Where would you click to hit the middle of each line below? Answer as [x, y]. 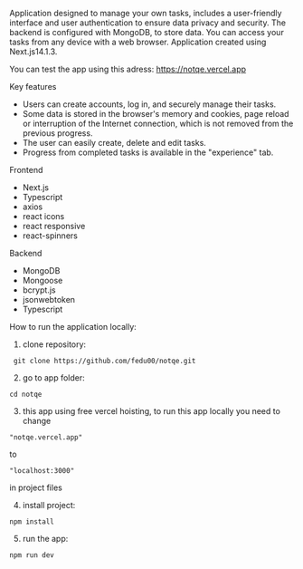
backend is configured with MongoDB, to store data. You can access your [147, 32]
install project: [49, 505]
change [37, 421]
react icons [43, 216]
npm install [32, 522]
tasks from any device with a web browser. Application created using [138, 42]
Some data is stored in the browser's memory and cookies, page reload [156, 114]
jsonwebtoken [48, 299]
